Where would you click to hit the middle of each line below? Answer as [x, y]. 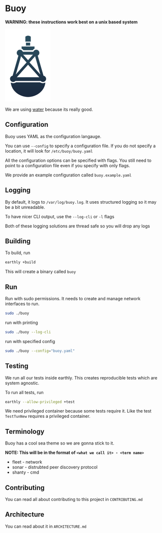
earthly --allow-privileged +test [40, 402]
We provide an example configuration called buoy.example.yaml [68, 175]
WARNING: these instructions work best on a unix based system [71, 22]
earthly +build [20, 262]
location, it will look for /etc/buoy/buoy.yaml [49, 151]
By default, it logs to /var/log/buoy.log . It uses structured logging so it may [81, 202]
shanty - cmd [26, 472]
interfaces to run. [22, 304]
